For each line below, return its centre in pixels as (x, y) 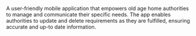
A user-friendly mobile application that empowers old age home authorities (98, 8)
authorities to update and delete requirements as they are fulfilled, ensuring (98, 21)
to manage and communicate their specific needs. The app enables (89, 15)
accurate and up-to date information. (51, 27)
